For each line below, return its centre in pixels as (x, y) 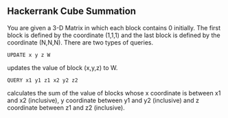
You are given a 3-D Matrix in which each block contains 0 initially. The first (114, 27)
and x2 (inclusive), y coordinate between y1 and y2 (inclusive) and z (103, 100)
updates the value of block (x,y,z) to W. (62, 67)
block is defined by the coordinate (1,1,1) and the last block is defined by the (114, 35)
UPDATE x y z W (29, 55)
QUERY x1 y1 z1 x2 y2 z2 (43, 80)
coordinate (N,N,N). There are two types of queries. (80, 42)
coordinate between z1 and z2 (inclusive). (66, 107)
